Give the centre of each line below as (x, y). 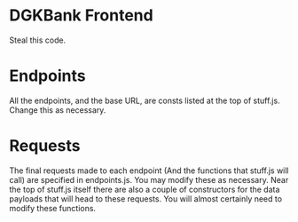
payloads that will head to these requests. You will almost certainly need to (145, 198)
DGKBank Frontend (81, 16)
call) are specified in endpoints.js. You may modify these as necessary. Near (149, 179)
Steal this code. (38, 40)
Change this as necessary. (58, 110)
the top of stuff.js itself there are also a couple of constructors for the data (145, 189)
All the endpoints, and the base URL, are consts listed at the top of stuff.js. (145, 100)
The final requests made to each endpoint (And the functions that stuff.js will (149, 170)
